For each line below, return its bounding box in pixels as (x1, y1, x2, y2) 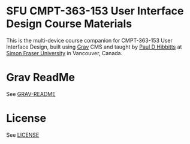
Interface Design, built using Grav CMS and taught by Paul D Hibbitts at (6, 43, 182, 50)
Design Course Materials (6, 17, 132, 31)
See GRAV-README (6, 90, 56, 97)
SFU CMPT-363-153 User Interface (6, 4, 184, 18)
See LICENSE (6, 131, 40, 139)
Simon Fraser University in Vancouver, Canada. (6, 49, 123, 56)
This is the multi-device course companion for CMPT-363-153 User (6, 37, 173, 44)
